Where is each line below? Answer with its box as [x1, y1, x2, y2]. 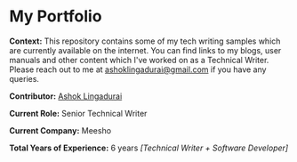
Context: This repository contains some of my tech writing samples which [9, 36, 281, 46]
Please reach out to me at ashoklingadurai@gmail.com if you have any [9, 64, 267, 75]
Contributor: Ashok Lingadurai [9, 91, 123, 101]
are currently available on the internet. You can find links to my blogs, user [9, 45, 282, 55]
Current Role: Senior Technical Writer [9, 108, 148, 118]
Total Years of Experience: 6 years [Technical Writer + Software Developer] [9, 142, 289, 153]
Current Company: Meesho [9, 125, 112, 135]
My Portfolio [9, 6, 102, 27]
